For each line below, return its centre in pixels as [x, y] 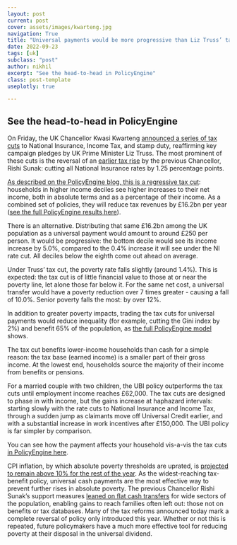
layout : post [26, 14]
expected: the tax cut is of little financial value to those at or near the [107, 277]
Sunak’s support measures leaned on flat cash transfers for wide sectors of [117, 496]
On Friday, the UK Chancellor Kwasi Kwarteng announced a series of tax [112, 138]
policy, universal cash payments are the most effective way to [119, 481]
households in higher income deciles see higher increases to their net [109, 190]
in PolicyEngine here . [38, 452]
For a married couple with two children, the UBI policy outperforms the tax [115, 386]
